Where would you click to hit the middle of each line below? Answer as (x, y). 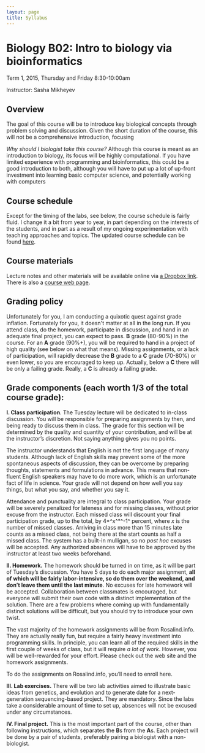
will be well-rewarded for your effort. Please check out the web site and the (102, 655)
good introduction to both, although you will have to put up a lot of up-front (101, 169)
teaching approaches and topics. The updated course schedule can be (96, 235)
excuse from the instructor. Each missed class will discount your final (93, 514)
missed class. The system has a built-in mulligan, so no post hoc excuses (99, 540)
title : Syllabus (27, 18)
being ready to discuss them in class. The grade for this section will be (95, 425)
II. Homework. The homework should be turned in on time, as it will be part (101, 565)
